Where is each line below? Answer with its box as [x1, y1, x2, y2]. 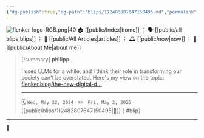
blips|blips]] [6, 35, 36, 43]
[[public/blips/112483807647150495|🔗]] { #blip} [21, 107, 141, 114]
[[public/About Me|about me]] [6, 44, 81, 51]
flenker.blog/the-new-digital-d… [21, 80, 102, 88]
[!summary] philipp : [21, 55, 72, 63]
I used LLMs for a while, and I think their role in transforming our [21, 67, 182, 75]
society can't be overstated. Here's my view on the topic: [21, 74, 165, 81]
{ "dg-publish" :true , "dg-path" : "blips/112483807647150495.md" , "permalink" [6, 9, 197, 15]
